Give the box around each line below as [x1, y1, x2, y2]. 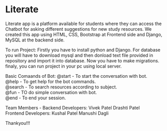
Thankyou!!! [5, 120, 31, 126]
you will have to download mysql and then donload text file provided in [5, 52, 154, 58]
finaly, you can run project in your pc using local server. [5, 63, 122, 69]
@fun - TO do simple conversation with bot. [5, 89, 97, 95]
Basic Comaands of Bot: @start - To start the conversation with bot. [5, 73, 148, 79]
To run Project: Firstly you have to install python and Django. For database [5, 47, 160, 53]
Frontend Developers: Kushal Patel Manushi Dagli [5, 110, 109, 116]
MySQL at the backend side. [5, 37, 65, 43]
